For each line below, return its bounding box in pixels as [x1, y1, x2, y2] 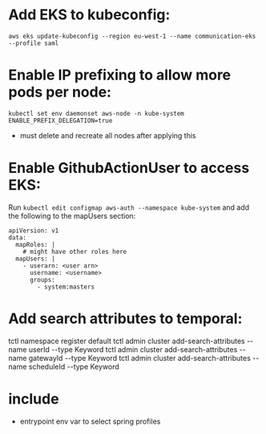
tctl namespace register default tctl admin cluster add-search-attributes [8, 336, 246, 346]
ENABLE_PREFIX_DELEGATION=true [8, 117, 113, 125]
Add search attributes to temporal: [8, 309, 243, 327]
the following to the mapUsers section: [8, 211, 136, 220]
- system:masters [37, 283, 95, 291]
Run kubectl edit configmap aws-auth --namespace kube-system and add [8, 203, 250, 212]
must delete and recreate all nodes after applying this [19, 130, 196, 140]
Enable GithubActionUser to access [8, 159, 250, 178]
